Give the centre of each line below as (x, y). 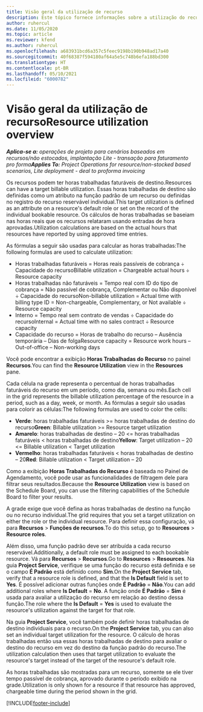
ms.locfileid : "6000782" (37, 79)
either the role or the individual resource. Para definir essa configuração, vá (100, 522)
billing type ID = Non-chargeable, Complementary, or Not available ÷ (101, 302)
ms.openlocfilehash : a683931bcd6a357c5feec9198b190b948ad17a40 (88, 51)
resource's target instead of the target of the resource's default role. (91, 661)
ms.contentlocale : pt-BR (37, 68)
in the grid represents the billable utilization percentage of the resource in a (100, 396)
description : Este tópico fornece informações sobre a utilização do (96, 18)
